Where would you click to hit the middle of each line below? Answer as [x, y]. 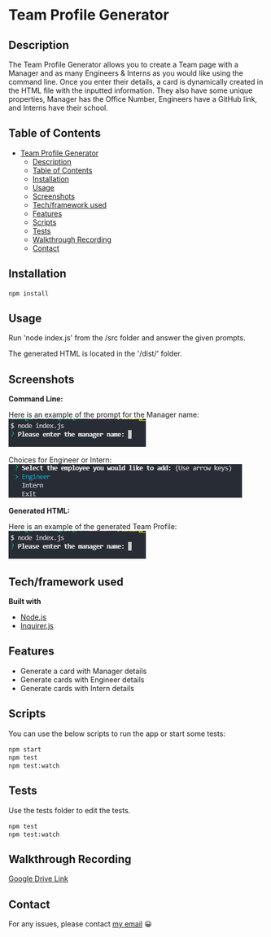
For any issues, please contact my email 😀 [80, 924]
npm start [25, 749]
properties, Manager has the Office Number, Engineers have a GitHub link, [133, 99]
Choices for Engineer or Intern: [60, 460]
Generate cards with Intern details [77, 688]
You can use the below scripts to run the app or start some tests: [117, 733]
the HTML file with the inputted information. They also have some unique [131, 90]
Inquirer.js [37, 626]
